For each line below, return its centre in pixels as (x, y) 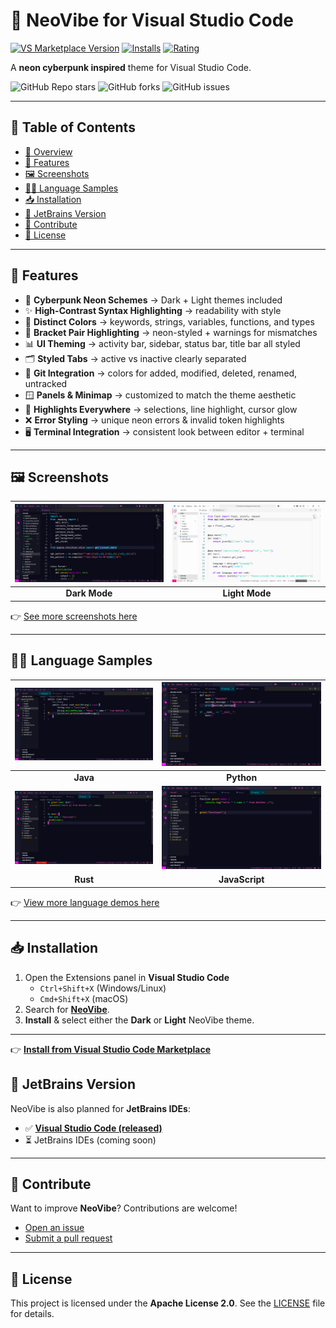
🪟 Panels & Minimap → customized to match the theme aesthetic (160, 395)
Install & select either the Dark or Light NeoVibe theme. (139, 1020)
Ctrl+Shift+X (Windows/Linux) (103, 988)
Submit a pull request (68, 1238)
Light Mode (247, 593)
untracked (46, 383)
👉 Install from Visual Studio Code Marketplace (111, 1049)
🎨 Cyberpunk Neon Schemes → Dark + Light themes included (153, 300)
